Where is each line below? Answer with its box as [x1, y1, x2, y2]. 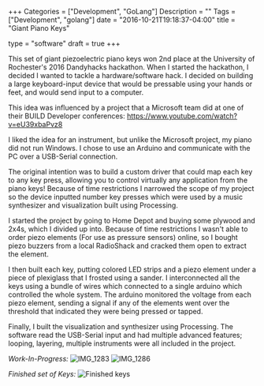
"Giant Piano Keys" [8, 24, 70, 32]
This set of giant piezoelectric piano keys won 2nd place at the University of [8, 54, 255, 63]
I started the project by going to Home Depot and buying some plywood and [8, 216, 255, 225]
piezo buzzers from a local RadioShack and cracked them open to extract [8, 241, 247, 250]
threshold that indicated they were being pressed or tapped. [8, 307, 203, 316]
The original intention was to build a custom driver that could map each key [8, 167, 253, 176]
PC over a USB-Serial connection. [8, 152, 118, 161]
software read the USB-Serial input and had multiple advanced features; [8, 331, 243, 339]
